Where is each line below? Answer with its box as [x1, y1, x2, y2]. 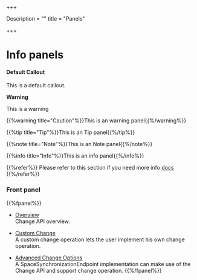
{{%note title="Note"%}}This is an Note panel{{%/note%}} [6, 141, 153, 148]
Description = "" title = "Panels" [6, 15, 86, 22]
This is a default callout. [6, 82, 66, 89]
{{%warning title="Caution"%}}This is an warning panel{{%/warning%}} [6, 117, 187, 124]
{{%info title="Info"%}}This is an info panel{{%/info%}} [6, 152, 144, 159]
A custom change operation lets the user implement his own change [15, 236, 186, 243]
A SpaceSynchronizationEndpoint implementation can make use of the [15, 260, 191, 267]
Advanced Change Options [15, 254, 83, 261]
